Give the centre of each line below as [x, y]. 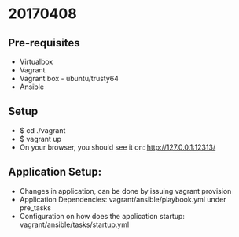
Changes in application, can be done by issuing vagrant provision [125, 191]
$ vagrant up [40, 139]
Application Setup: [55, 172]
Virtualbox [36, 61]
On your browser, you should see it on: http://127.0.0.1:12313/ [118, 147]
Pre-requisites [44, 43]
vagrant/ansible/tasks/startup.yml [74, 224]
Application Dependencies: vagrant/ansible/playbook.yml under [123, 199]
